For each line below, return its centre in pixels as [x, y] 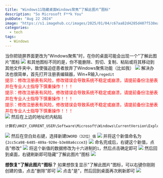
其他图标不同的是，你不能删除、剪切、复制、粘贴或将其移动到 [93, 62]
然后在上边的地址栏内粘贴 [36, 117]
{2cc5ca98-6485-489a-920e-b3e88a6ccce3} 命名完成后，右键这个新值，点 [80, 142]
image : [12, 23]
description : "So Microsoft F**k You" [44, 14]
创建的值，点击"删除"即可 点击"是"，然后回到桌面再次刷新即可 [70, 171]
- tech [16, 32]
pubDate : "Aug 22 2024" [29, 19]
